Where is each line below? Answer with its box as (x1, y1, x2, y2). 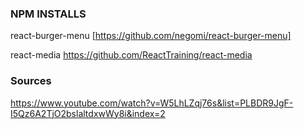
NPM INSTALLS (10, 7, 87, 21)
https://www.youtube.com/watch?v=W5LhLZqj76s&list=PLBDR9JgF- (10, 97, 294, 109)
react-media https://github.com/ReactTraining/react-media (10, 49, 253, 61)
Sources (10, 74, 52, 88)
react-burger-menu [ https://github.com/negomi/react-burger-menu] (10, 30, 292, 42)
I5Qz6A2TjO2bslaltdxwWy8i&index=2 (10, 107, 166, 119)
